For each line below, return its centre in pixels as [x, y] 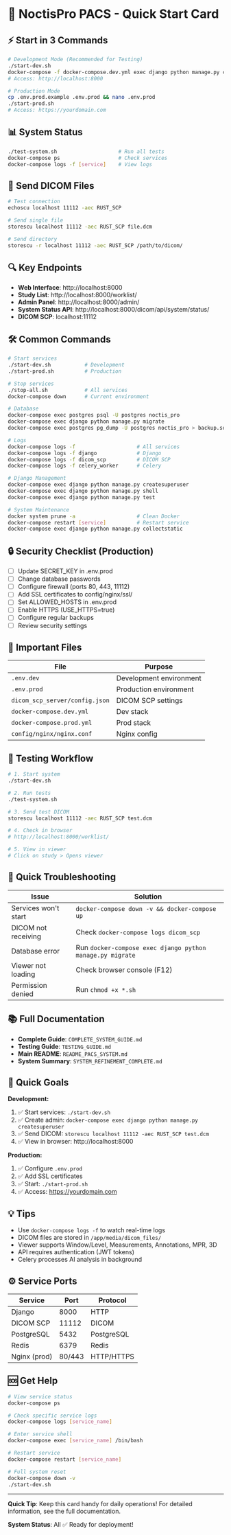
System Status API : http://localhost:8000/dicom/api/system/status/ [113, 310]
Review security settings [52, 625]
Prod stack [134, 723]
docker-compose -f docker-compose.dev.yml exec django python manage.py [114, 72]
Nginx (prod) [32, 1357]
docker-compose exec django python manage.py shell [83, 491]
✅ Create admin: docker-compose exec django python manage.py [108, 1120]
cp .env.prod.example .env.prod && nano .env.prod [82, 97]
